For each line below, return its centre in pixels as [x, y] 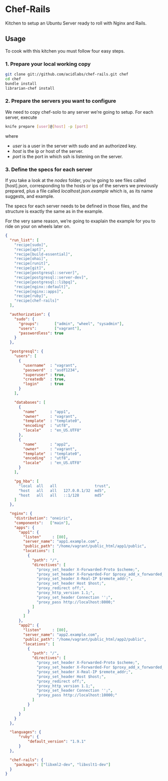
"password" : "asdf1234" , [51, 370]
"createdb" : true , [44, 379]
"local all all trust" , [64, 486]
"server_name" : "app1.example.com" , [61, 542]
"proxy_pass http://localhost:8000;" [76, 602]
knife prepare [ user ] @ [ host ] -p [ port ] [47, 126]
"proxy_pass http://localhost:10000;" [77, 695]
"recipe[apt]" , [30, 249]
